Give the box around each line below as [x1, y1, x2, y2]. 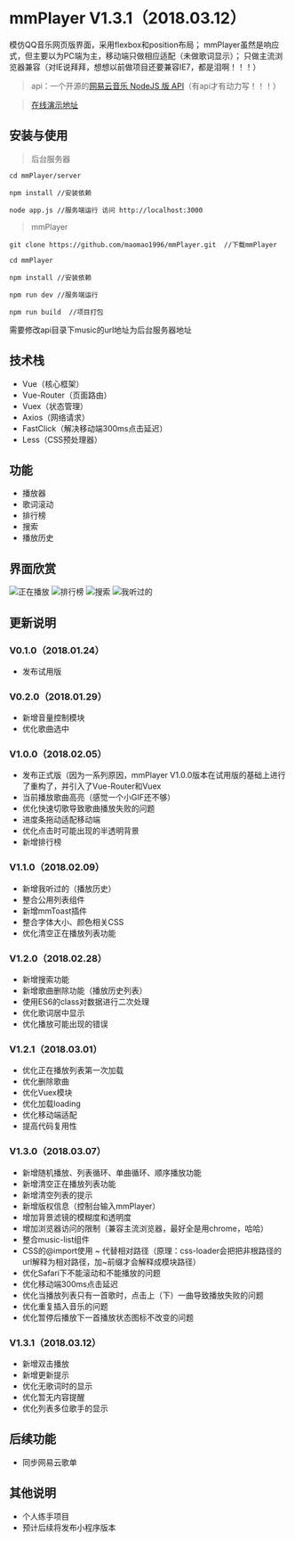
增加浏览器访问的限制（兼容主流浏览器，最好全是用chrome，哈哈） [21, 1223, 268, 1234]
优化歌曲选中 [21, 724, 69, 734]
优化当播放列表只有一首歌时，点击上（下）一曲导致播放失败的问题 [21, 1290, 264, 1300]
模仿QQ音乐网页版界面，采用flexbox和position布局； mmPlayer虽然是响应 [9, 39, 280, 50]
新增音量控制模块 [21, 712, 85, 723]
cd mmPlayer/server [9, 171, 82, 180]
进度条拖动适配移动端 [21, 815, 100, 825]
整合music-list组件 [21, 1234, 91, 1244]
